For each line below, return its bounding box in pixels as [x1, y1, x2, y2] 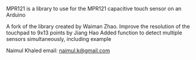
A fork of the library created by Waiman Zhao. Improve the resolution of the [6, 23, 190, 30]
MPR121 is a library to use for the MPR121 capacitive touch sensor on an [6, 5, 182, 12]
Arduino [6, 11, 26, 18]
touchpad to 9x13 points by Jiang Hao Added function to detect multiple [6, 29, 182, 36]
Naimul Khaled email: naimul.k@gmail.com [6, 47, 110, 54]
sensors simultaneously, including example [6, 36, 112, 42]
